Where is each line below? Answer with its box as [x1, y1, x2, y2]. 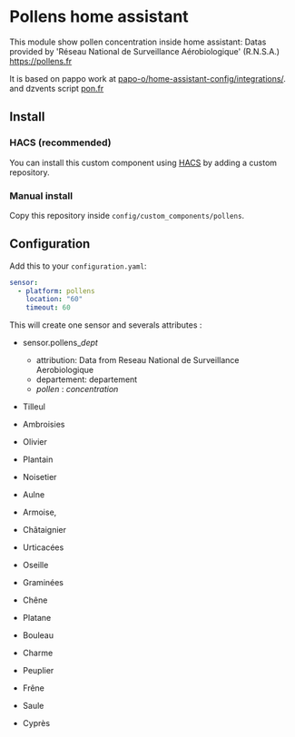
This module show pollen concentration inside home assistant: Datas [9, 36, 267, 47]
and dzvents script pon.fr [9, 83, 104, 93]
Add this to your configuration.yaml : [9, 260, 147, 271]
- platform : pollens [17, 286, 95, 296]
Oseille [22, 560, 49, 571]
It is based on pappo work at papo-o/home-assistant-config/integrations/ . [9, 73, 286, 84]
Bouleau [22, 630, 54, 641]
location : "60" [25, 295, 84, 304]
